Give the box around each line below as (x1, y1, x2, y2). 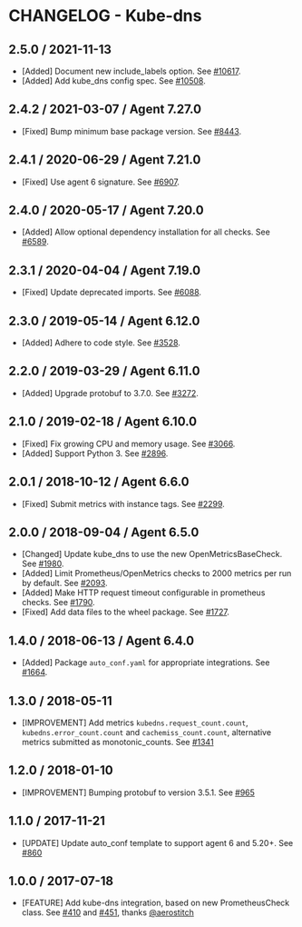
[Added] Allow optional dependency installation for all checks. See (21, 226, 271, 237)
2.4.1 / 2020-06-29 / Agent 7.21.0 (8, 152, 201, 168)
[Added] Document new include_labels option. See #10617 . (21, 65, 241, 76)
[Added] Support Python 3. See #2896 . (21, 447, 169, 459)
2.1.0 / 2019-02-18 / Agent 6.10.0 (8, 414, 197, 430)
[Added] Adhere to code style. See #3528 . (21, 337, 180, 348)
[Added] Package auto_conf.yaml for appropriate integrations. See (21, 657, 270, 668)
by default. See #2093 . (21, 578, 108, 589)
